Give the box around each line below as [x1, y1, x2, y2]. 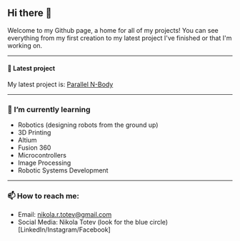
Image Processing [17, 158, 71, 168]
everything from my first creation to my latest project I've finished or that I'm [7, 34, 232, 42]
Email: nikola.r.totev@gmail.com [17, 210, 112, 218]
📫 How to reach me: [7, 191, 80, 201]
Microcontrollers [17, 151, 66, 160]
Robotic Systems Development [17, 166, 109, 175]
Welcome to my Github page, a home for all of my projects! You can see [7, 26, 219, 34]
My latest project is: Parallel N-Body [7, 80, 114, 89]
